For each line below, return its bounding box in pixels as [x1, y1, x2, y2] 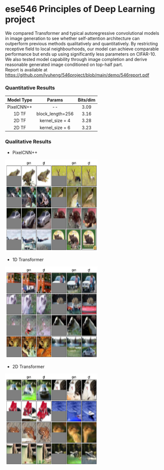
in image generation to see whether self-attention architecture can [5, 35, 140, 41]
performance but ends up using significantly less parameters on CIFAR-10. [5, 51, 156, 57]
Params [47, 97, 63, 103]
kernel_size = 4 [39, 118, 70, 124]
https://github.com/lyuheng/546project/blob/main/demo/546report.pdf [5, 72, 149, 78]
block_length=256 [36, 111, 74, 117]
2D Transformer [12, 363, 45, 370]
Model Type [7, 97, 33, 103]
